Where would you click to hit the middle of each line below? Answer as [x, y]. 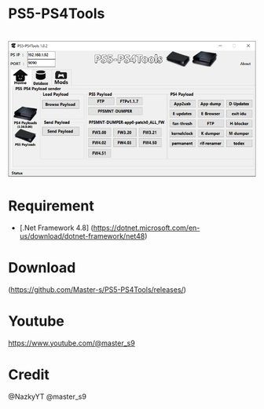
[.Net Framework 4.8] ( [57, 228]
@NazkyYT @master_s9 [47, 396]
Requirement [51, 206]
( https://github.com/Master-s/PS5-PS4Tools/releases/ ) [97, 289]
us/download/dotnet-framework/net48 [82, 236]
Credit [29, 374]
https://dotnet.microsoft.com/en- [147, 228]
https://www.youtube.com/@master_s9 [71, 343]
